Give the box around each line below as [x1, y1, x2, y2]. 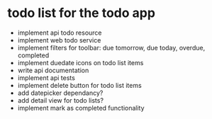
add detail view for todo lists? [17, 96, 104, 104]
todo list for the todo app [7, 5, 156, 21]
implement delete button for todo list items [17, 81, 142, 89]
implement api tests [17, 73, 76, 82]
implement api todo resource [17, 28, 102, 37]
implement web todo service [17, 35, 101, 44]
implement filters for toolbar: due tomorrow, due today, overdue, [17, 43, 206, 52]
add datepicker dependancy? [17, 89, 104, 97]
